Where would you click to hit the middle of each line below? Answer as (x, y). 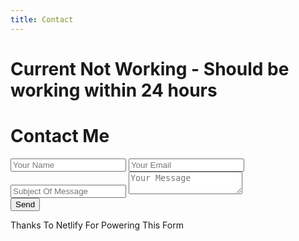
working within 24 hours (114, 90)
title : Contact (42, 19)
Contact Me (60, 136)
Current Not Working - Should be (150, 68)
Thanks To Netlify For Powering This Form (97, 225)
